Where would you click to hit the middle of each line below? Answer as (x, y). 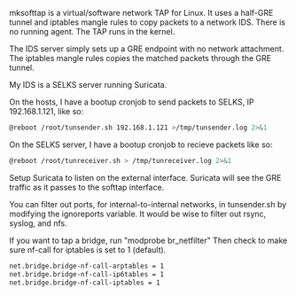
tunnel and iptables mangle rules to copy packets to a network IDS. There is (148, 22)
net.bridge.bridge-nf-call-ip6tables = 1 (87, 274)
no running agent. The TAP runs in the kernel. (92, 31)
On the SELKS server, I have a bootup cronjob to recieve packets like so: (141, 144)
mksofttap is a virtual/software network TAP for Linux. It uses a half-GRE (141, 13)
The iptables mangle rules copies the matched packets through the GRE (140, 58)
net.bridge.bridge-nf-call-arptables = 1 (87, 266)
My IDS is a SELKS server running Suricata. (88, 85)
